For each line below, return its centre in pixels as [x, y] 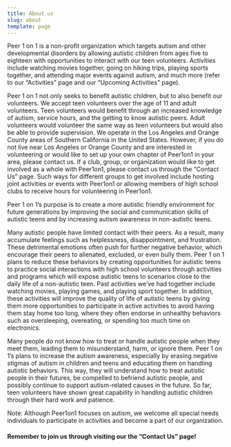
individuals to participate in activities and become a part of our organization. [115, 421]
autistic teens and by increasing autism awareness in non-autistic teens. [110, 219]
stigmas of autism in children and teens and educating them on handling [110, 364]
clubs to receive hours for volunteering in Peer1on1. [80, 191]
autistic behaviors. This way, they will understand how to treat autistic [106, 370]
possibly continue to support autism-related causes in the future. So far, [109, 385]
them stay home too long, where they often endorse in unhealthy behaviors [114, 313]
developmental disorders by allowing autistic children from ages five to [108, 53]
